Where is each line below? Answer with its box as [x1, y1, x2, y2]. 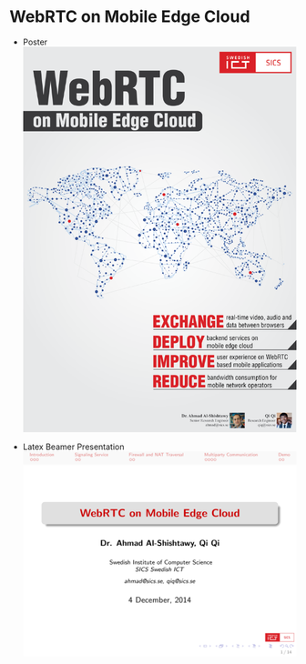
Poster [22, 36, 48, 47]
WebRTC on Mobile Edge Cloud [9, 6, 250, 27]
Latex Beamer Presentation [22, 441, 125, 452]
